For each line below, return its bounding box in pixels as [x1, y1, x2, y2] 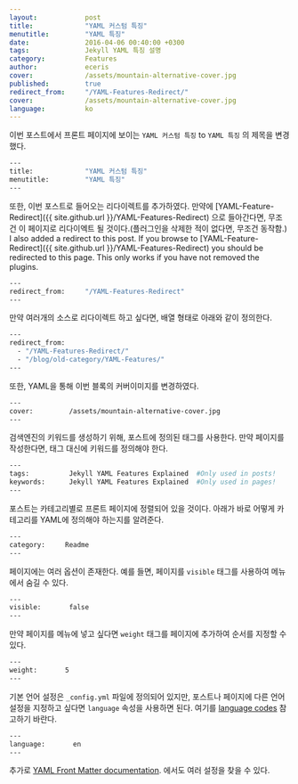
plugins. [9, 261, 38, 272]
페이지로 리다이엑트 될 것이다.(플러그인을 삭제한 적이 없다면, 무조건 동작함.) [28, 223, 287, 233]
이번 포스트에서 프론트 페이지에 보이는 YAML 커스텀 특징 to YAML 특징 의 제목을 [9, 130, 274, 141]
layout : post [9, 12, 101, 22]
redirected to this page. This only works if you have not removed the [9, 251, 260, 263]
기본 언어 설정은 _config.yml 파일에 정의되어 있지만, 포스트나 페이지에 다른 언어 [9, 691, 286, 702]
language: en [9, 739, 82, 748]
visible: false [9, 603, 90, 612]
